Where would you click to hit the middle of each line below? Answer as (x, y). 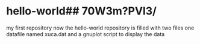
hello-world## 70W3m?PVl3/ (81, 11)
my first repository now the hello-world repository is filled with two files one (100, 28)
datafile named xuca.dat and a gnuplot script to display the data (86, 34)
